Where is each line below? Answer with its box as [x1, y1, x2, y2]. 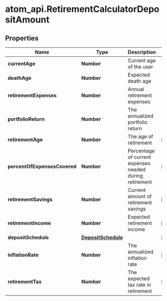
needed [127, 166, 146, 173]
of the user [127, 63, 153, 70]
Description [127, 49, 157, 55]
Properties [5, 34, 39, 42]
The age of [127, 133, 153, 140]
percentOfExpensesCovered [7, 163, 77, 170]
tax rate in [127, 282, 151, 288]
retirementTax [7, 278, 42, 285]
